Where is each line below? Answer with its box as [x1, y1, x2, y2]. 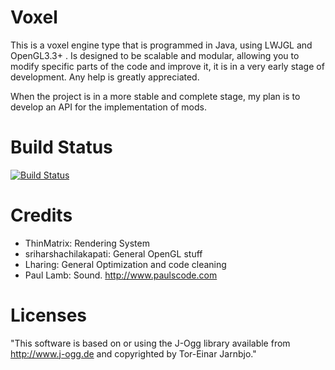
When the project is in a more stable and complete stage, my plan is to [10, 90, 301, 102]
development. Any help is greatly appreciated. [10, 71, 200, 83]
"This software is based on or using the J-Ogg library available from [10, 337, 291, 349]
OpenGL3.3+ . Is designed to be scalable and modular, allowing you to [10, 49, 300, 61]
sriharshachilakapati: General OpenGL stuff [24, 247, 203, 260]
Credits [10, 204, 73, 227]
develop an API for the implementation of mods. [10, 101, 207, 113]
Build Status [10, 136, 113, 159]
